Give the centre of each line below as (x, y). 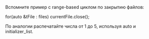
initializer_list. (19, 31)
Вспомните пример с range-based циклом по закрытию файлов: (75, 7)
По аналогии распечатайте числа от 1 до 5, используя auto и (71, 26)
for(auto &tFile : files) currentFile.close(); (47, 17)
